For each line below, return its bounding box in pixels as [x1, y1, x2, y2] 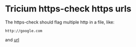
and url [5, 37, 19, 43]
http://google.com [5, 28, 42, 33]
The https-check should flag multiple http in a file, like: [5, 19, 115, 25]
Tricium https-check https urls [5, 3, 132, 14]
